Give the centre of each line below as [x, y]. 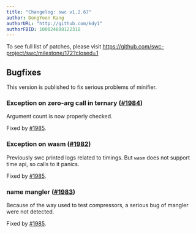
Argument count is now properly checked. [59, 116]
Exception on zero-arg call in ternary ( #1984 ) [74, 103]
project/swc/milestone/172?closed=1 [52, 53]
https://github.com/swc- [133, 47]
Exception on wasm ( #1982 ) [49, 144]
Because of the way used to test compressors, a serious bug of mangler [97, 205]
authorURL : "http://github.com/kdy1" [55, 23]
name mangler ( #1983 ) [41, 192]
